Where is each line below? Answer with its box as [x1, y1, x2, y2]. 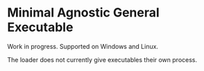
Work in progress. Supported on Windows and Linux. [7, 42, 158, 50]
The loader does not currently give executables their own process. [7, 55, 198, 63]
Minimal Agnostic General [7, 5, 160, 21]
